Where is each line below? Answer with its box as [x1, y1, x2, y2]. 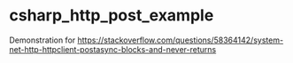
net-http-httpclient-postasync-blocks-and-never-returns [9, 43, 217, 54]
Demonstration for [9, 35, 76, 45]
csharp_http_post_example [9, 5, 214, 26]
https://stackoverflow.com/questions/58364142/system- [77, 35, 284, 45]
